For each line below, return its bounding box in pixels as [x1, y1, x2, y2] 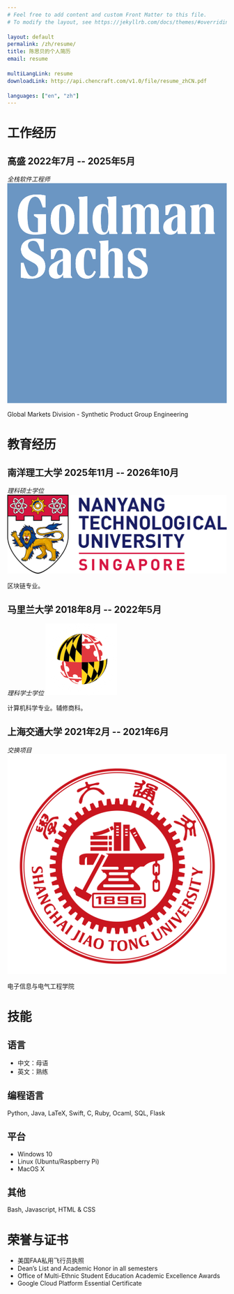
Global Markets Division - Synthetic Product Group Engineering [7, 410, 189, 419]
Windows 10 [17, 1150, 53, 1158]
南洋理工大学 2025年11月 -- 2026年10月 [7, 466, 179, 478]
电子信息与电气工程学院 [7, 981, 75, 990]
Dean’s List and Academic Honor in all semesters [17, 1264, 158, 1273]
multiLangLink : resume [7, 70, 73, 77]
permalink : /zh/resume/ [7, 40, 77, 48]
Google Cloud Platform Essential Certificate [17, 1279, 143, 1288]
